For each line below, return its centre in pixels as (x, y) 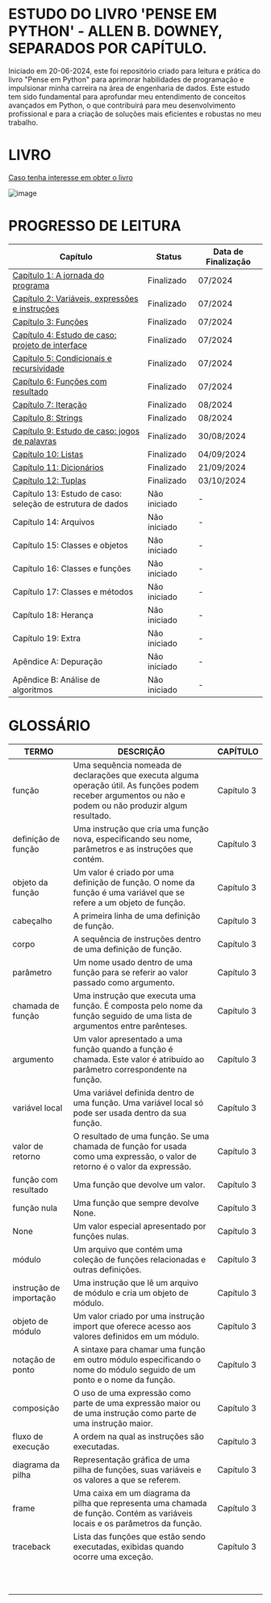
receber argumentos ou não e (129, 795)
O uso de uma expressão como (132, 1393)
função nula (35, 1208)
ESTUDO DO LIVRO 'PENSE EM (113, 14)
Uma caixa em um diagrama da (132, 1493)
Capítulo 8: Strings (48, 417)
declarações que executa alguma (136, 775)
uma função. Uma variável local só (138, 1102)
